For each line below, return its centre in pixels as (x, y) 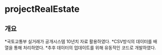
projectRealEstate (42, 9)
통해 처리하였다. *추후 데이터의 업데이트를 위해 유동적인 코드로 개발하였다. (85, 48)
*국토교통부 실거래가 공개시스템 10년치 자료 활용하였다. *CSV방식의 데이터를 (78, 41)
